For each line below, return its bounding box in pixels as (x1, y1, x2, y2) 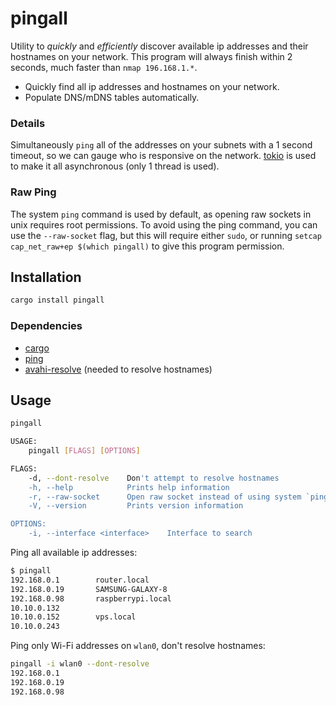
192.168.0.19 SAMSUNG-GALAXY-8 (10, 584, 168, 594)
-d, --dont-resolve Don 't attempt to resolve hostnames (28, 473, 280, 483)
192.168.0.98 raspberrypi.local (10, 593, 172, 604)
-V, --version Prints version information (28, 501, 244, 511)
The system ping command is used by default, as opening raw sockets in (10, 208, 312, 220)
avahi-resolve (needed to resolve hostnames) (24, 363, 213, 375)
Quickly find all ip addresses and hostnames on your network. (24, 80, 280, 92)
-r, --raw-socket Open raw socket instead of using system (28, 492, 302, 502)
